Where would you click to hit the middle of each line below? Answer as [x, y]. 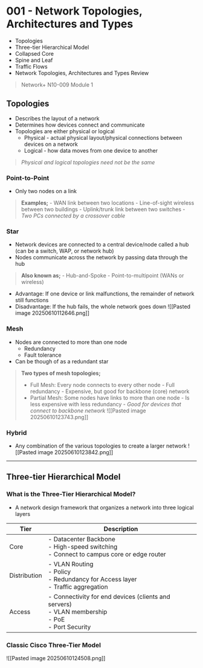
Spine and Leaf [34, 60]
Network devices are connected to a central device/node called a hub [102, 245]
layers [23, 514]
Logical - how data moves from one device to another [91, 150]
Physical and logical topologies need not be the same [88, 162]
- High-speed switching [83, 546]
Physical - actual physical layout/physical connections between [103, 137]
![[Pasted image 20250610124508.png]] [56, 658]
